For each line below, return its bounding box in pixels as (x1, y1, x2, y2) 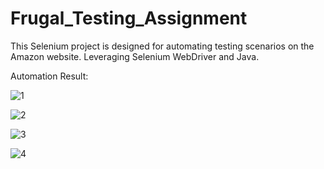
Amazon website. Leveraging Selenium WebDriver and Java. (10, 50, 260, 62)
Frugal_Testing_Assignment (10, 7, 248, 30)
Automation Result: (10, 70, 89, 82)
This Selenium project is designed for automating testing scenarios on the (10, 40, 315, 52)
